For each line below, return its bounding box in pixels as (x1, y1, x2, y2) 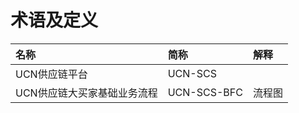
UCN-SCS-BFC (167, 85, 243, 99)
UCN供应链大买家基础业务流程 (15, 86, 158, 100)
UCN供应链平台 (15, 67, 88, 81)
